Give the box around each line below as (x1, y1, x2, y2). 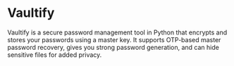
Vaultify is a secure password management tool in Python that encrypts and (7, 28, 228, 37)
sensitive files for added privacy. (7, 51, 102, 59)
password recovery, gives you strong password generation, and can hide (7, 43, 220, 51)
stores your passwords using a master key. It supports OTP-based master (7, 35, 221, 44)
